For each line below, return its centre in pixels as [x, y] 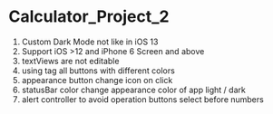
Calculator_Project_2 [89, 17]
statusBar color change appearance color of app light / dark [133, 90]
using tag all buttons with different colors [98, 71]
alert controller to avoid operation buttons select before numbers [142, 99]
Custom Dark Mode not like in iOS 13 [90, 42]
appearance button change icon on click [97, 80]
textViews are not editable [70, 61]
